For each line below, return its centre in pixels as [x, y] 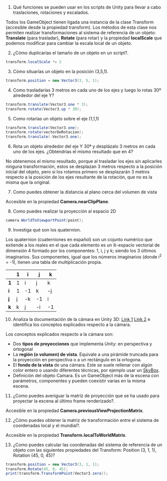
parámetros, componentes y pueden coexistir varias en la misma [79, 381]
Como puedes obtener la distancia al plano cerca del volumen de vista [85, 192]
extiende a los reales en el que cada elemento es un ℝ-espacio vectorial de [83, 245]
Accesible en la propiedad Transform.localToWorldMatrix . [66, 435]
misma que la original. [28, 182]
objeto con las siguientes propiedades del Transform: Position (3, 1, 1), [84, 450]
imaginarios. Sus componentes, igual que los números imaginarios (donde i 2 [84, 256]
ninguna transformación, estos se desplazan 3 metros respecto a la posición [84, 166]
